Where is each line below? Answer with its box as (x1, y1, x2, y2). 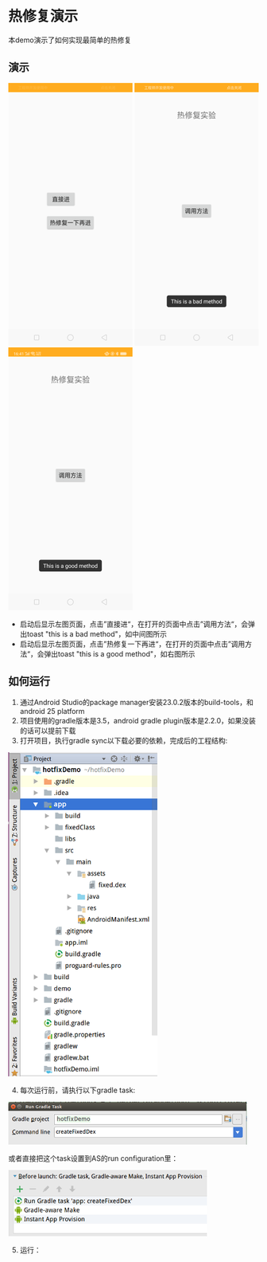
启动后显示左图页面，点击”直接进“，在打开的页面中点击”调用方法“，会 (19, 619, 249, 629)
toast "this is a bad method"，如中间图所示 (26, 629, 168, 638)
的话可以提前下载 (19, 726, 76, 735)
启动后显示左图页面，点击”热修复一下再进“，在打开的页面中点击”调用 (19, 639, 246, 649)
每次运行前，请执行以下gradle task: (19, 1085, 136, 1095)
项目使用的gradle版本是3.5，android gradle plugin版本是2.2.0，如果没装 (19, 715, 257, 725)
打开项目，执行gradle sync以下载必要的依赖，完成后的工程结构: (19, 735, 228, 745)
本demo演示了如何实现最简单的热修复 (8, 35, 132, 45)
